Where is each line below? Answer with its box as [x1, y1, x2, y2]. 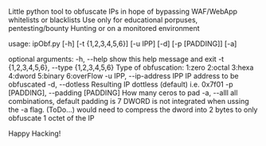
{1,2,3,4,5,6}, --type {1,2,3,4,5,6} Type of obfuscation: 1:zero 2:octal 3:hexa [8, 63, 254, 72]
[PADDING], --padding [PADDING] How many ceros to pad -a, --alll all [8, 88, 238, 98]
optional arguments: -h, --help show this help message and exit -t [8, 55, 225, 63]
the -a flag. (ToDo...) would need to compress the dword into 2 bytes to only [8, 105, 258, 114]
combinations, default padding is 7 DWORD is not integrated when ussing [8, 97, 249, 106]
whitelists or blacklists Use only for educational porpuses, [8, 15, 198, 25]
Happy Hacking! [8, 129, 61, 138]
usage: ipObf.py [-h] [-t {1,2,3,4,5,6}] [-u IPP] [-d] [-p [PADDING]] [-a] [8, 39, 237, 48]
